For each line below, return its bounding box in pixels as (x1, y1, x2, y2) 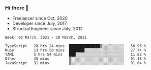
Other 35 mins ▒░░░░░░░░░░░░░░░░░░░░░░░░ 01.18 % (5, 56, 147, 61)
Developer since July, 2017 (12, 20, 67, 26)
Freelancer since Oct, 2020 (12, 16, 68, 21)
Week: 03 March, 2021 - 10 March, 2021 (5, 35, 87, 40)
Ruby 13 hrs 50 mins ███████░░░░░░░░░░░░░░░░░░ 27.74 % (5, 48, 147, 53)
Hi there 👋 (5, 4, 30, 11)
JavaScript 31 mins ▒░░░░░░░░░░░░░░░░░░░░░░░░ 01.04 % (5, 61, 147, 66)
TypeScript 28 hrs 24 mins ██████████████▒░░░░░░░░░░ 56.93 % (5, 44, 147, 49)
